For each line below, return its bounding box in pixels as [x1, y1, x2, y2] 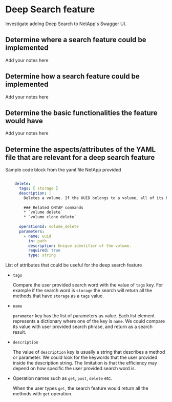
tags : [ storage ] [18, 186, 58, 191]
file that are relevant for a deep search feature [5, 153, 155, 162]
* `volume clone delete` [24, 215, 77, 220]
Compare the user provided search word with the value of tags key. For [12, 282, 163, 288]
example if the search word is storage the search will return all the [12, 288, 153, 294]
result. [12, 329, 27, 335]
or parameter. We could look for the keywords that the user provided [12, 354, 158, 360]
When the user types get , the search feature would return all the [12, 385, 148, 391]
